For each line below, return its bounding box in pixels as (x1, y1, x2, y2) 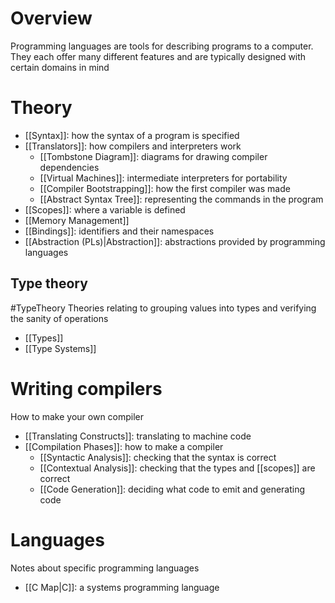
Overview (10, 7, 93, 30)
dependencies (39, 161, 100, 173)
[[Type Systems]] (24, 342, 97, 354)
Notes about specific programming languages (10, 562, 200, 574)
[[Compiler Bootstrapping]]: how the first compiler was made (39, 182, 291, 194)
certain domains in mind (10, 61, 110, 73)
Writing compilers (10, 377, 163, 400)
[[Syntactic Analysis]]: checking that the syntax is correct (39, 451, 277, 463)
